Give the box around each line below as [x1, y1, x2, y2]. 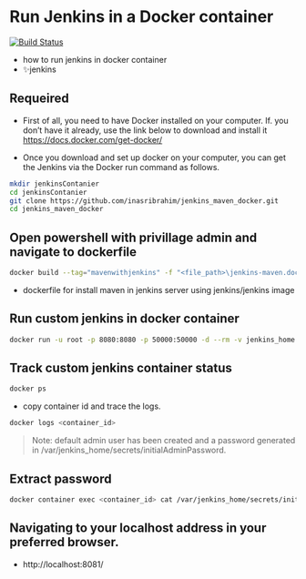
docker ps [9, 384, 47, 393]
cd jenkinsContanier [9, 188, 88, 197]
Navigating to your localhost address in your [9, 521, 267, 536]
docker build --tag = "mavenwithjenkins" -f [9, 269, 173, 278]
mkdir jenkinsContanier [9, 179, 100, 188]
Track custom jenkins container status [9, 361, 232, 376]
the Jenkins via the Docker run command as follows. [22, 161, 220, 172]
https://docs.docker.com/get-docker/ [22, 134, 163, 145]
